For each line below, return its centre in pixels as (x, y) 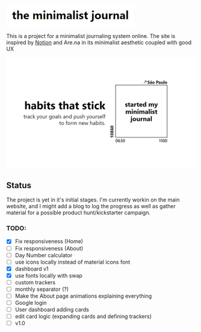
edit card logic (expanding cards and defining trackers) (83, 316)
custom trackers (35, 282)
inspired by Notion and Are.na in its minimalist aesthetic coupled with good (99, 42)
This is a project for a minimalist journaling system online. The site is (91, 36)
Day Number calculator (44, 255)
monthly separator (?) (42, 289)
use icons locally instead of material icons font (73, 262)
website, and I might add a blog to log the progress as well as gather (91, 206)
